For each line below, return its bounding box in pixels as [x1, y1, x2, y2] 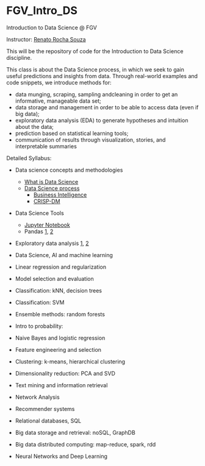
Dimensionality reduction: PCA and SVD [15, 370, 116, 377]
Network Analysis [15, 393, 60, 401]
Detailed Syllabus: [6, 154, 52, 162]
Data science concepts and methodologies [15, 166, 123, 173]
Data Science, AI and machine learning [15, 251, 113, 258]
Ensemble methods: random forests [15, 310, 106, 318]
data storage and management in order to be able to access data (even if [15, 103, 199, 111]
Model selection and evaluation [15, 275, 94, 282]
